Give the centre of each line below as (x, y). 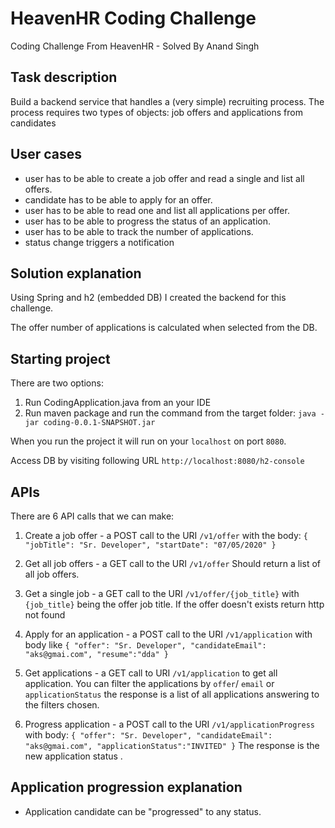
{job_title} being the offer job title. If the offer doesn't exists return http (174, 604)
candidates (33, 123)
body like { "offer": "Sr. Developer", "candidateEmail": (145, 645)
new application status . (73, 756)
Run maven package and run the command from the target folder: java (170, 413)
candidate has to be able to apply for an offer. (118, 199)
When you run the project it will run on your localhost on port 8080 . (148, 441)
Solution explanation (76, 273)
